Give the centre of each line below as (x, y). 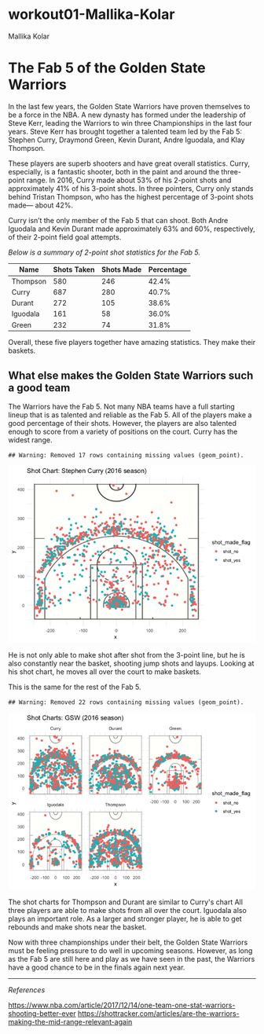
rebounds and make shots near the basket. (77, 927)
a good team (39, 388)
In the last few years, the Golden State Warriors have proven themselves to (129, 106)
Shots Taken (74, 269)
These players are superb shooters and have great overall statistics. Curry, (129, 163)
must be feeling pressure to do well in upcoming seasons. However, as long (130, 950)
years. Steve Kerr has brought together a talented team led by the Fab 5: (125, 131)
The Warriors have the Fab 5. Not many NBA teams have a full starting (122, 406)
